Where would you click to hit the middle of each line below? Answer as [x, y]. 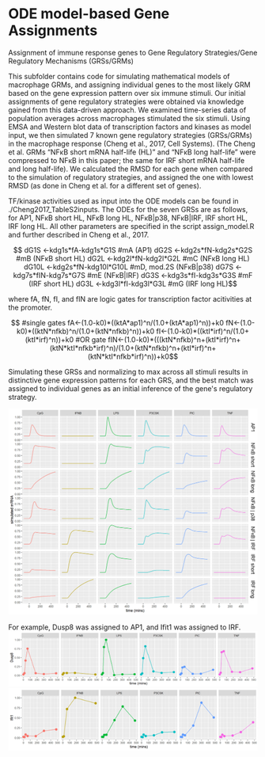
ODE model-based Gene [89, 14]
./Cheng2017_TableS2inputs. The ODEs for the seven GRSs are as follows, [128, 209]
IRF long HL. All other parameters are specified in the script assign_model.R [131, 226]
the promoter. [30, 307]
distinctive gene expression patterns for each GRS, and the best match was [131, 380]
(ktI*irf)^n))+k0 [49, 339]
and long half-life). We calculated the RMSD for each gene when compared [131, 169]
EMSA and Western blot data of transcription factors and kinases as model [130, 127]
